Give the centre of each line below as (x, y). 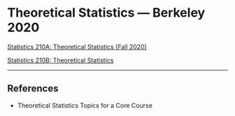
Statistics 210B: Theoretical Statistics (60, 60)
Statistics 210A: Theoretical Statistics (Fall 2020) (77, 47)
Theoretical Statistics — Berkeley (106, 13)
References (33, 89)
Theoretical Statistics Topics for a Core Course (85, 105)
